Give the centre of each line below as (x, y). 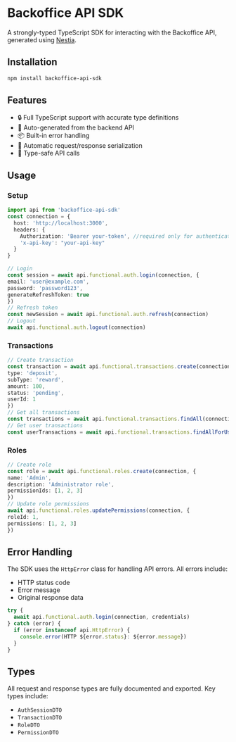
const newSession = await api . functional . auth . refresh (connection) (108, 315)
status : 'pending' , (36, 393)
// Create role (29, 465)
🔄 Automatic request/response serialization (80, 146)
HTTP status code (44, 583)
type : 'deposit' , (33, 373)
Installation (32, 62)
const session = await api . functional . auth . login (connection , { (103, 275)
